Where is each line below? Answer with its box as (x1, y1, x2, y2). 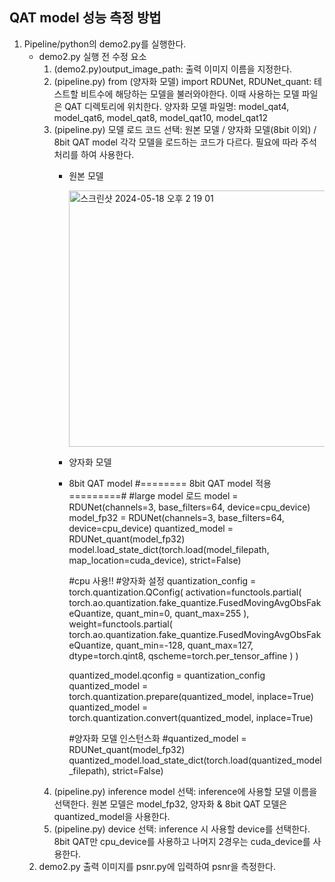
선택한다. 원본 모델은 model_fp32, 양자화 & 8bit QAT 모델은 (53, 798, 288, 810)
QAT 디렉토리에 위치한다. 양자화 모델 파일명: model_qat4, (64, 100, 290, 112)
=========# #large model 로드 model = (68, 489, 239, 502)
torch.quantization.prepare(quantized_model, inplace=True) (68, 690, 315, 702)
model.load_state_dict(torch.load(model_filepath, (68, 543, 270, 555)
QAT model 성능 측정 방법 (9, 9, 162, 27)
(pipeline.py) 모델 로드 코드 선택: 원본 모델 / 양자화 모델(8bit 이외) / (53, 123, 317, 135)
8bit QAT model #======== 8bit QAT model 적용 (68, 477, 272, 489)
